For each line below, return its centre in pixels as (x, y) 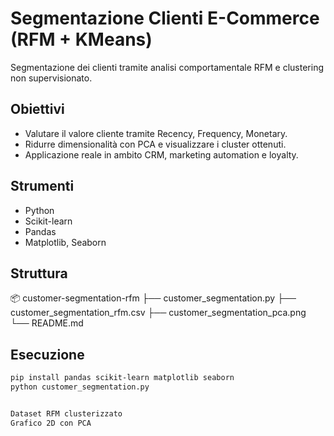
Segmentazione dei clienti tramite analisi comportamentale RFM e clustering (167, 67)
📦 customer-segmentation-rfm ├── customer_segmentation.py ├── (153, 298)
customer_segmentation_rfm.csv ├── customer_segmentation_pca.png (158, 313)
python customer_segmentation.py (80, 387)
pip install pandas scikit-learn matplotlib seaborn (122, 378)
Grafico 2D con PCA (51, 423)
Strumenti (42, 186)
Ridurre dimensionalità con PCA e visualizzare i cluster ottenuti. (155, 144)
